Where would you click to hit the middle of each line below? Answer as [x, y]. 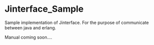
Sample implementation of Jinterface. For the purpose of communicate [77, 22]
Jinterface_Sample [44, 9]
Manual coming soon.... [28, 37]
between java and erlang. [30, 27]
